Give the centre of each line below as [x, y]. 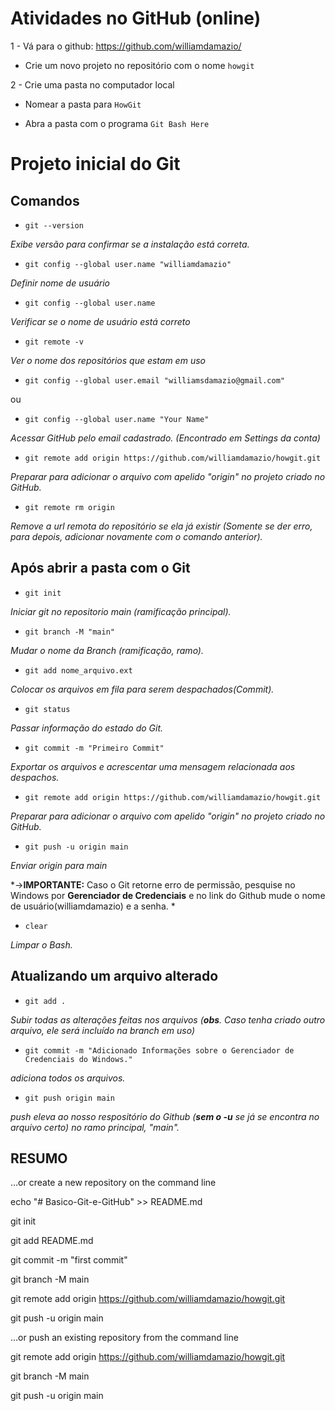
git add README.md [52, 1241]
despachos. [35, 777]
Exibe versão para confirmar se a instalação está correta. [130, 244]
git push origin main [69, 1098]
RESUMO [39, 1158]
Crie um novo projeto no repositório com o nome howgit [139, 65]
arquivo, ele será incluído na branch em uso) [103, 1030]
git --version [54, 225]
